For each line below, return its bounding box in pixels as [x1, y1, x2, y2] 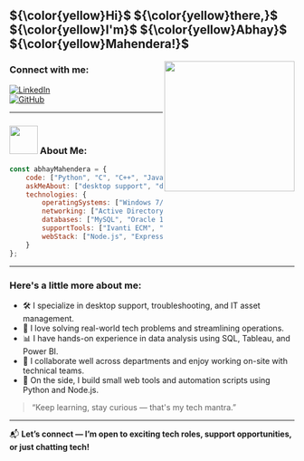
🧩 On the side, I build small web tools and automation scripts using [22, 374, 271, 385]
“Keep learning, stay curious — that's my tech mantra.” [31, 401, 237, 412]
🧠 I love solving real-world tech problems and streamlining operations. [22, 322, 285, 333]
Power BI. [22, 345, 59, 357]
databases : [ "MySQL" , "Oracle [42, 216, 156, 225]
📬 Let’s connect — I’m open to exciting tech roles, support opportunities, [9, 428, 292, 439]
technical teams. [22, 365, 84, 376]
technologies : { [25, 190, 88, 199]
